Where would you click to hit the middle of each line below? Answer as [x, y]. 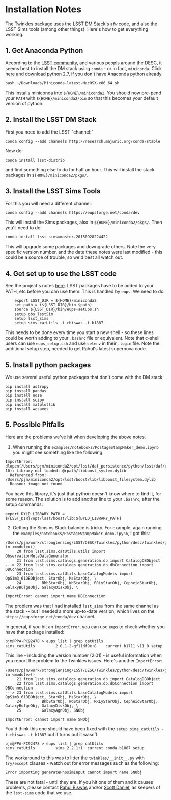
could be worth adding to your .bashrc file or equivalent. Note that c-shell [82, 338]
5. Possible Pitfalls [35, 425]
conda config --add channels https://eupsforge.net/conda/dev [73, 213]
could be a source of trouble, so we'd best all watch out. [64, 257]
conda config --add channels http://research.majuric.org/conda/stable [83, 141]
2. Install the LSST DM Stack [51, 119]
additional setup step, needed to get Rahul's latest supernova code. [76, 349]
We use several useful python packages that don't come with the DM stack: [84, 377]
